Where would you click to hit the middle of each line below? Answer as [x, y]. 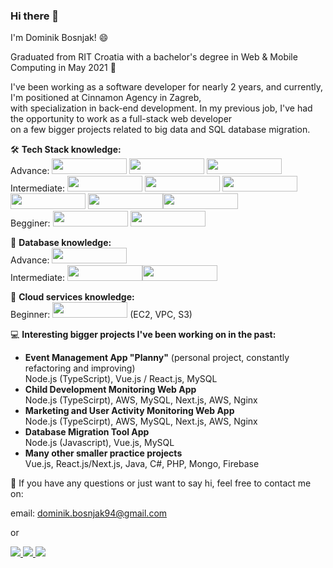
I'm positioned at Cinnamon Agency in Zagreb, [106, 98]
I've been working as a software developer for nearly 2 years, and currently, [167, 87]
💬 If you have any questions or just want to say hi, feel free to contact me [161, 483]
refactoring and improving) [80, 368]
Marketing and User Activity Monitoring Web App [129, 411]
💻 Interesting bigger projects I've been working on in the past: [143, 335]
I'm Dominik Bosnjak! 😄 [59, 38]
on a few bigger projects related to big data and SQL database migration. [160, 130]
